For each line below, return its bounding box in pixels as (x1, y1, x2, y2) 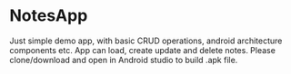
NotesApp (9, 5, 88, 26)
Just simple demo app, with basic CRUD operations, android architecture (9, 35, 283, 46)
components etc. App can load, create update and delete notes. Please (9, 44, 276, 55)
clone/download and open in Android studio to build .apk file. (9, 54, 238, 65)
